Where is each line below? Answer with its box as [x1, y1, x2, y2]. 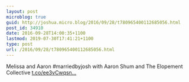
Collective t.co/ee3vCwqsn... [6, 69, 77, 76]
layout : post [6, 8, 38, 15]
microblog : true [6, 14, 46, 20]
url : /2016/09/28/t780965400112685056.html [6, 47, 115, 53]
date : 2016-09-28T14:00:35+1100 [6, 30, 86, 36]
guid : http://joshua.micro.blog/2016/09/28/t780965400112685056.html [6, 19, 181, 25]
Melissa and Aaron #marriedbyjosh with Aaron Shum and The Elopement [6, 63, 183, 70]
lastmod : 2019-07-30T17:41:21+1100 [6, 36, 94, 42]
